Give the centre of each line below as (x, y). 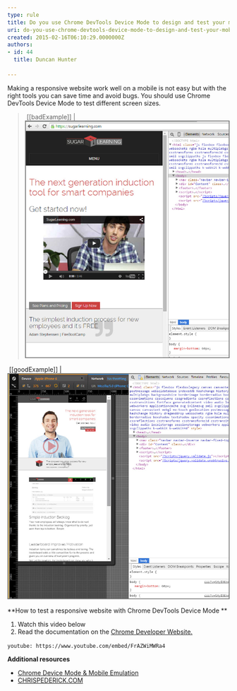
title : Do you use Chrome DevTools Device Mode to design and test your (116, 22)
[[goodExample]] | (35, 370)
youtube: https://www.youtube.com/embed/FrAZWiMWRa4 (86, 646)
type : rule (23, 15)
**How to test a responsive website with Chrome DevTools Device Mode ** (117, 610)
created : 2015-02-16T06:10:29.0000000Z (66, 37)
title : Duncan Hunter (45, 60)
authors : (20, 45)
